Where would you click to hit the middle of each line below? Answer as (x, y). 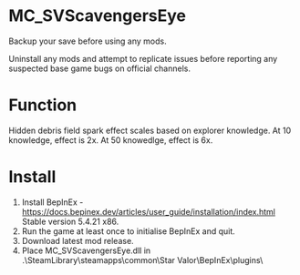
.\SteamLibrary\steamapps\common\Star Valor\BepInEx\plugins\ (142, 260)
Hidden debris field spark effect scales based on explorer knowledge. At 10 (150, 130)
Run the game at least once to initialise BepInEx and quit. (129, 231)
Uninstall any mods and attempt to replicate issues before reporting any (143, 58)
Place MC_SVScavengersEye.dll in (86, 250)
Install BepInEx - (52, 202)
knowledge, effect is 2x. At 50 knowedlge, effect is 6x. (111, 140)
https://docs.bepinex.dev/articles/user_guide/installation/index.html (148, 211)
